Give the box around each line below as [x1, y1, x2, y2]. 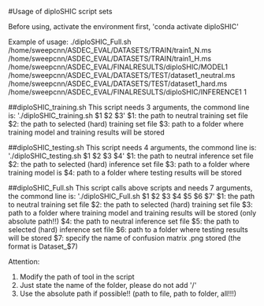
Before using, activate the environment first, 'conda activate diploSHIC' [8, 22, 239, 31]
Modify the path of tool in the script [19, 272, 136, 282]
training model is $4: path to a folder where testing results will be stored [8, 168, 242, 177]
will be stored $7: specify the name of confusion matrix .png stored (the [8, 234, 242, 242]
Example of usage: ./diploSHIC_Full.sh [8, 37, 132, 46]
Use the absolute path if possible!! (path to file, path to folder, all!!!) [19, 289, 237, 298]
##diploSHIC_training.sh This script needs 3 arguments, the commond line [8, 102, 250, 112]
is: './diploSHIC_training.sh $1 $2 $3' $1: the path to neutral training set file [8, 111, 248, 120]
